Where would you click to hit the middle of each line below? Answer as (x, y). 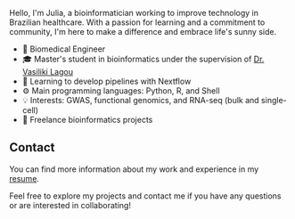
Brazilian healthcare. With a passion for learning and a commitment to (137, 22)
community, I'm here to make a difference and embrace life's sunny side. (143, 32)
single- (274, 100)
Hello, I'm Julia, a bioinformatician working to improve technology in (134, 13)
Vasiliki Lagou (48, 72)
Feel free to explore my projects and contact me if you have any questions (145, 196)
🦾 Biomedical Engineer (64, 49)
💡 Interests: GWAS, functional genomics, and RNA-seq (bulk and (141, 100)
